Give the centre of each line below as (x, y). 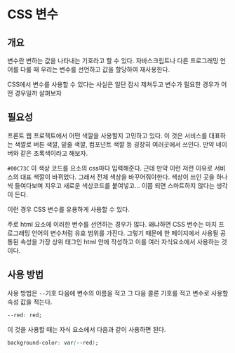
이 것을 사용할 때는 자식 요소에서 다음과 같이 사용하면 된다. (87, 329)
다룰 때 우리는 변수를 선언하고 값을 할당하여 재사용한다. (95, 69)
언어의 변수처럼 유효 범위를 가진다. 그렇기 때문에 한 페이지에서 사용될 (125, 233)
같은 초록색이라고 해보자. (54, 153)
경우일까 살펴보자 (38, 93)
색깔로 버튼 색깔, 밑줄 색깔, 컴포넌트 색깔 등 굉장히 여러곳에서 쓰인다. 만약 (114, 144)
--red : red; (25, 315)
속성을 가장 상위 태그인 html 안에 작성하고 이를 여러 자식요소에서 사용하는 (120, 241)
